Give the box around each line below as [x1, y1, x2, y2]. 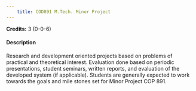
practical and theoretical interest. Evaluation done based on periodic [6, 58, 174, 66]
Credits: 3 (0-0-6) [6, 25, 52, 32]
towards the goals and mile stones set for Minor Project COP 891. [6, 77, 167, 84]
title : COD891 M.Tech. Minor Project [17, 8, 111, 15]
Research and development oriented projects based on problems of [6, 52, 173, 59]
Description [6, 39, 36, 46]
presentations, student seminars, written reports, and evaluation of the [6, 65, 180, 72]
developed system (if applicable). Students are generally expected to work [6, 71, 190, 78]
